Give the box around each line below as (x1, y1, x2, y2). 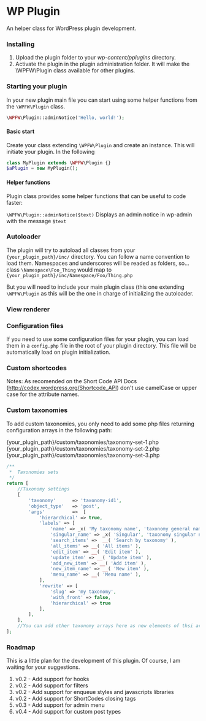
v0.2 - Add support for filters (15, 682, 88, 689)
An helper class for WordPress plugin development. (6, 25, 137, 32)
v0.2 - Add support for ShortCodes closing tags (15, 695, 136, 703)
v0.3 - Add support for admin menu (15, 701, 105, 709)
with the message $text (6, 217, 67, 224)
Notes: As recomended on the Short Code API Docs (6, 378, 137, 385)
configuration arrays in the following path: (6, 426, 112, 433)
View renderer (6, 305, 50, 313)
